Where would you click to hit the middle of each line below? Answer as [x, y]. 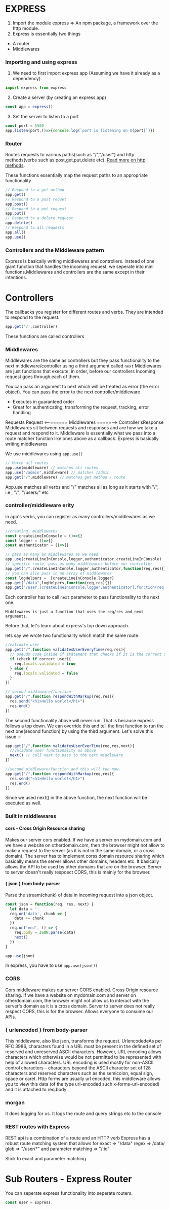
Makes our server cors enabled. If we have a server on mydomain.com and [83, 839]
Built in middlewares [31, 816]
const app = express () [29, 107]
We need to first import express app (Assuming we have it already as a [86, 73]
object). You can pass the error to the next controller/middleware [73, 392]
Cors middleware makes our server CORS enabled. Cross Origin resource [82, 990]
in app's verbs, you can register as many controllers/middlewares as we [80, 516]
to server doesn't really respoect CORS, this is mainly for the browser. [78, 872]
